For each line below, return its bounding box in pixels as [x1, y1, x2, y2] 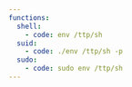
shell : [16, 22, 42, 31]
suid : [16, 38, 38, 48]
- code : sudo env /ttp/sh [25, 64, 124, 73]
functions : [8, 13, 50, 23]
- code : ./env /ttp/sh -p [25, 47, 124, 56]
